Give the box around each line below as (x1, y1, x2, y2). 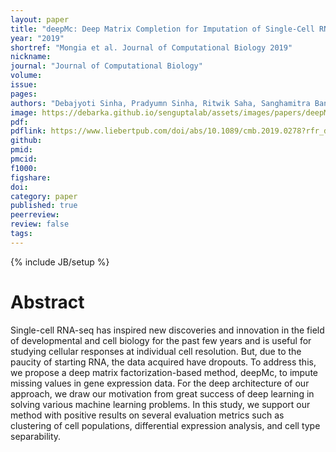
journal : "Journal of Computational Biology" (10, 61, 203, 71)
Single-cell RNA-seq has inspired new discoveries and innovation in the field (10, 324, 325, 336)
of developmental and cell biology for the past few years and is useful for (10, 334, 312, 346)
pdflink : (10, 126, 47, 136)
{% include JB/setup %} (10, 256, 110, 268)
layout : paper (10, 14, 70, 25)
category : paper (10, 191, 78, 201)
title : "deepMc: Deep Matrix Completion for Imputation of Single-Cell (10, 24, 315, 34)
